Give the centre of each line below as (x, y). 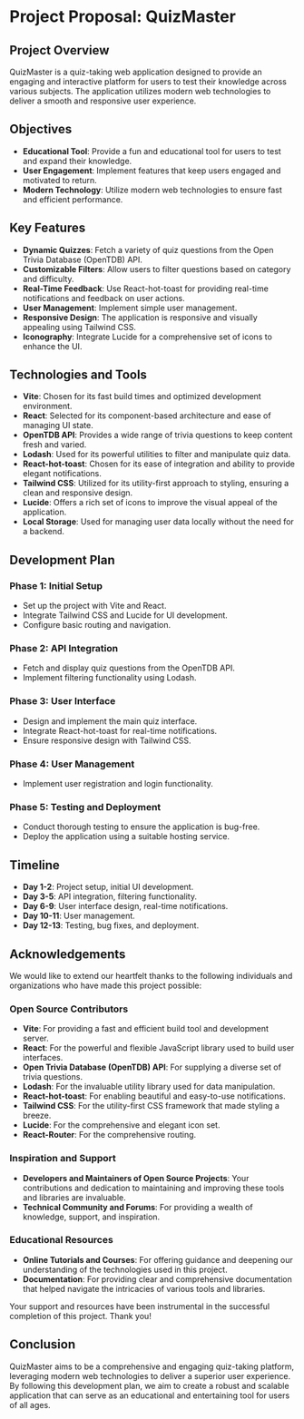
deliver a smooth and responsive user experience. (103, 101)
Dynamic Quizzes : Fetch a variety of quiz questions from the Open (148, 250)
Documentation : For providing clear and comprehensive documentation (157, 1279)
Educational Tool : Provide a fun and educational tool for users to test (152, 151)
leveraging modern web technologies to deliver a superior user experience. (150, 1375)
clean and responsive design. (78, 493)
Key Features (48, 228)
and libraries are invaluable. (74, 1197)
